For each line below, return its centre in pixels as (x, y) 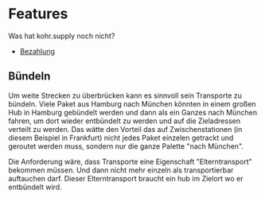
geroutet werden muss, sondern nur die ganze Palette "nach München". (126, 146)
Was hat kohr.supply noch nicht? (62, 36)
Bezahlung (37, 51)
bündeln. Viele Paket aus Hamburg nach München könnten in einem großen (132, 103)
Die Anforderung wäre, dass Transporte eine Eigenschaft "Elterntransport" (130, 161)
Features (38, 14)
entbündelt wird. (35, 187)
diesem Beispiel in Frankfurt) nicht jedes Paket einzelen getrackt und (121, 138)
